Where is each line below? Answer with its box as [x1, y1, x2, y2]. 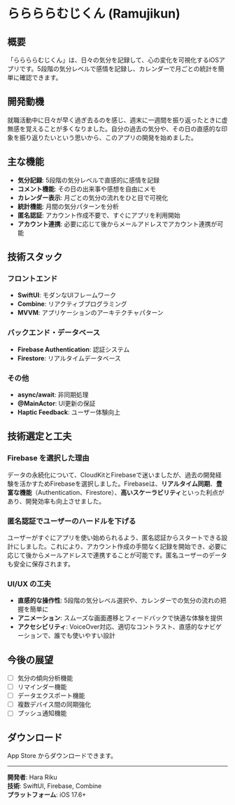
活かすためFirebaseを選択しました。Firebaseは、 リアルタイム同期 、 [19, 479, 217, 488]
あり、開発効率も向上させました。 [7, 497, 106, 505]
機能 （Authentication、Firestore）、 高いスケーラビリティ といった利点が [19, 488, 225, 496]
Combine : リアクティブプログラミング [17, 300, 127, 308]
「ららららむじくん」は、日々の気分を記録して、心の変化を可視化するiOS [7, 56, 219, 64]
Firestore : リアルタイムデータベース [17, 354, 121, 362]
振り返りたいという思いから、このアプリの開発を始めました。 [19, 133, 197, 142]
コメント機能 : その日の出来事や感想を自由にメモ [17, 185, 156, 193]
